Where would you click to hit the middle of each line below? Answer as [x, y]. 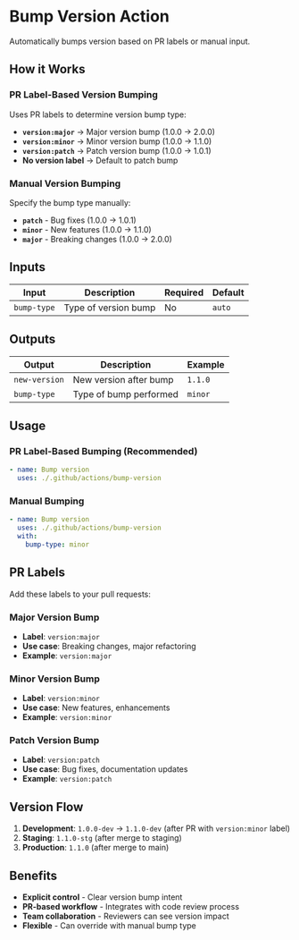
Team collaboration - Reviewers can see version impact [125, 916]
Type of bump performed [125, 394]
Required [184, 292]
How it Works [47, 69]
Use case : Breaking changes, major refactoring [109, 646]
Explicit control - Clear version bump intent [102, 897]
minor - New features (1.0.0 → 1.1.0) [87, 229]
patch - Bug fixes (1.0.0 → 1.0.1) [79, 220]
